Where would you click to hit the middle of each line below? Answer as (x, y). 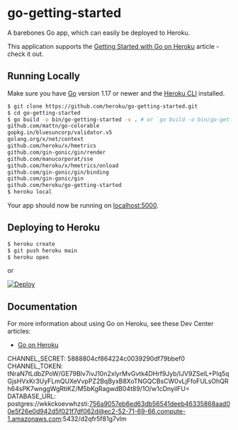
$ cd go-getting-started (44, 113)
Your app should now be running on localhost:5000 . (83, 205)
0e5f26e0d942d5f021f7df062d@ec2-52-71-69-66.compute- (97, 412)
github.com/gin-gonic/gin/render (57, 152)
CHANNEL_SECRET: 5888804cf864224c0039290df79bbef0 (96, 358)
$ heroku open (28, 257)
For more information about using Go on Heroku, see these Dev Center (110, 324)
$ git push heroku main (42, 250)
